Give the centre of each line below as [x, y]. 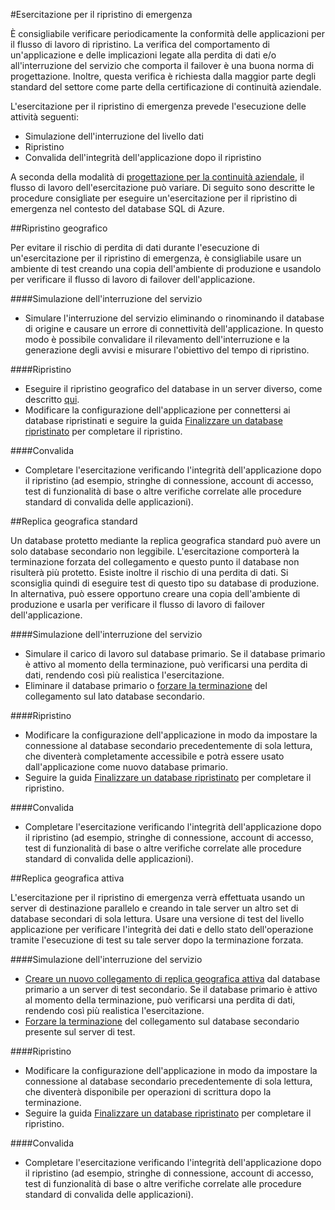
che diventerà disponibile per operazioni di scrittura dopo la [148, 1092]
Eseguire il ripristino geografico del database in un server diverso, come [173, 388]
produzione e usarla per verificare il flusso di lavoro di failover [137, 604]
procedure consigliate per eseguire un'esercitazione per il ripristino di [154, 198]
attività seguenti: [44, 117]
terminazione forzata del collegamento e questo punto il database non [155, 562]
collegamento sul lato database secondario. [114, 696]
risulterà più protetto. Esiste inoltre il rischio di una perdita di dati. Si [149, 572]
